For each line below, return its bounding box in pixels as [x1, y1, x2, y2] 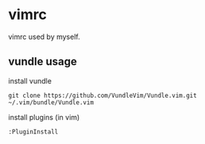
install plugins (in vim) [8, 112, 80, 122]
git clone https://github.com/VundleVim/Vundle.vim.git [8, 91, 197, 99]
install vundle [8, 76, 52, 85]
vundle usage [8, 55, 77, 68]
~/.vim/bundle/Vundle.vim [8, 98, 94, 107]
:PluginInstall [8, 127, 59, 136]
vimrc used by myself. [8, 32, 81, 41]
